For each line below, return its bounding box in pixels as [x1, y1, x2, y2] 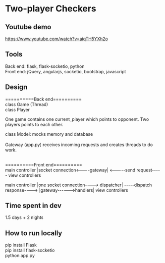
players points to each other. [5, 121, 63, 127]
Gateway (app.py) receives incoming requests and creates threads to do [5, 142, 153, 148]
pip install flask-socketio [5, 247, 55, 253]
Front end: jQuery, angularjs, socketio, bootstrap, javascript [5, 68, 126, 74]
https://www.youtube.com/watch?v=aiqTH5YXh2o [5, 36, 108, 42]
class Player [5, 106, 30, 112]
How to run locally [5, 229, 62, 237]
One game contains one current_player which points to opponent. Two [5, 116, 149, 122]
